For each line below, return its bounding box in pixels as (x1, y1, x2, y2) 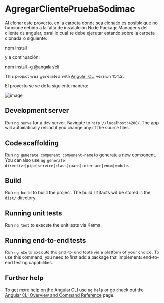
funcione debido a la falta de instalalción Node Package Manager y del (5, 25, 148, 30)
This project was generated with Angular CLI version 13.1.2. (5, 73, 124, 79)
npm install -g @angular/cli (5, 64, 60, 70)
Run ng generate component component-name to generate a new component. (5, 152, 157, 158)
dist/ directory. (5, 195, 37, 201)
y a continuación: (5, 54, 40, 60)
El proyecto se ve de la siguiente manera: (5, 82, 88, 89)
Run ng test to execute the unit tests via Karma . (5, 222, 102, 228)
